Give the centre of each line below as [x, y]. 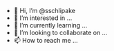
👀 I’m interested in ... [43, 18]
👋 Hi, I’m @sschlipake [45, 11]
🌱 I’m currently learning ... [50, 25]
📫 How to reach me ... [46, 40]
